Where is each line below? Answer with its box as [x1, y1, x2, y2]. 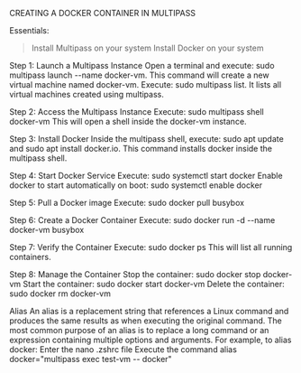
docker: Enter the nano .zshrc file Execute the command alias [9, 344, 237, 355]
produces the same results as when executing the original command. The [9, 315, 282, 326]
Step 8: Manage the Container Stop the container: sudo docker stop [9, 269, 261, 279]
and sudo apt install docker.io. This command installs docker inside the [9, 144, 273, 154]
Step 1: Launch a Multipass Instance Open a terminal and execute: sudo [9, 61, 275, 70]
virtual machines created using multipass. [9, 89, 165, 99]
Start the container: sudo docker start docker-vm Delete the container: [23, 279, 286, 289]
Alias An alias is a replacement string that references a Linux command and [9, 306, 289, 316]
